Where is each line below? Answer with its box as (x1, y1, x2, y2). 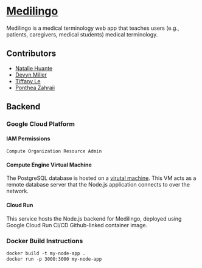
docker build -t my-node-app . (6, 250, 86, 256)
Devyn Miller (15, 71, 47, 78)
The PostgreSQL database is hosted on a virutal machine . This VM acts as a (6, 174, 197, 182)
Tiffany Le (15, 77, 41, 84)
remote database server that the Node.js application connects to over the (6, 181, 190, 188)
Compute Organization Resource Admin (6, 148, 102, 154)
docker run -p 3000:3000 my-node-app (6, 256, 102, 262)
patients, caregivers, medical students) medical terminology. (6, 30, 158, 38)
